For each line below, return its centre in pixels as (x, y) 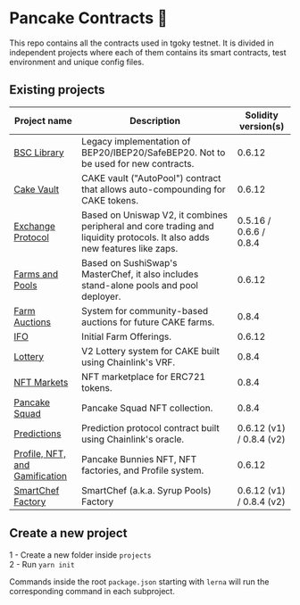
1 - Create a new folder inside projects (80, 555)
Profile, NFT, (40, 453)
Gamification (41, 476)
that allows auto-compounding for (154, 189)
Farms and (36, 274)
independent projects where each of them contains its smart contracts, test (148, 52)
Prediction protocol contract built (151, 427)
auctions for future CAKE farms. (148, 322)
